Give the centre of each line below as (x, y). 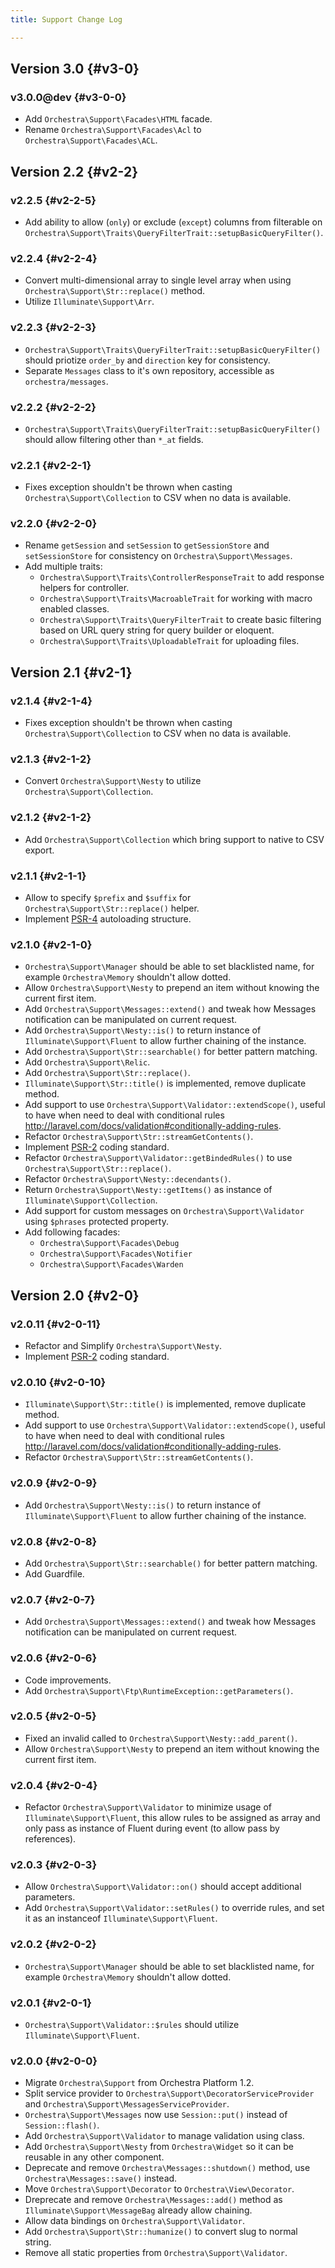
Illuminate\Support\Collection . (91, 1200)
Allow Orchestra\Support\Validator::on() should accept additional (163, 1887)
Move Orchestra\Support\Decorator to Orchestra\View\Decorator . (159, 2189)
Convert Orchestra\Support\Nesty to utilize (113, 781)
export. (39, 850)
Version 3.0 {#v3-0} (75, 69)
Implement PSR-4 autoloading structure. (108, 919)
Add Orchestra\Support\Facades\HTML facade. (118, 119)
